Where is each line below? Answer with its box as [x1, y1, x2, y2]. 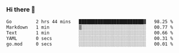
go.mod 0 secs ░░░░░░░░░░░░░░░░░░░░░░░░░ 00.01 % [6, 41, 173, 47]
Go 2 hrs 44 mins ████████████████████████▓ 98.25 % [6, 19, 173, 25]
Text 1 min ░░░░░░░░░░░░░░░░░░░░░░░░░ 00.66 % [6, 30, 173, 36]
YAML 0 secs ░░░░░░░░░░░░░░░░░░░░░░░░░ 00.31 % [6, 35, 173, 41]
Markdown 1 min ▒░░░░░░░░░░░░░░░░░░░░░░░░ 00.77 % [6, 24, 173, 30]
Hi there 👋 [6, 5, 36, 14]
